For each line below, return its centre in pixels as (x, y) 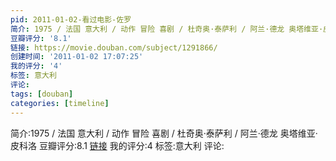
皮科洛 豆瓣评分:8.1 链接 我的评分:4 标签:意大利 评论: (117, 145)
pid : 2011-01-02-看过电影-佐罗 (71, 19)
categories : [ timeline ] (60, 103)
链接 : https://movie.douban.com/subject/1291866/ (114, 47)
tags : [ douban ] (42, 94)
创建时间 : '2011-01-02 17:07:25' (77, 57)
